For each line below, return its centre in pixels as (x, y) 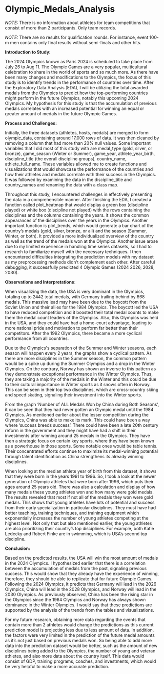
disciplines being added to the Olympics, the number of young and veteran (80, 650)
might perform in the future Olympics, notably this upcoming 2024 (72, 98)
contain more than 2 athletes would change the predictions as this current (79, 624)
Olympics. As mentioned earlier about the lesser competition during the (77, 415)
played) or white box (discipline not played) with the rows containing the (78, 210)
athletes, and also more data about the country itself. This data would (75, 656)
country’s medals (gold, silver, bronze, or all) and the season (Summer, (76, 231)
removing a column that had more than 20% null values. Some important (78, 143)
